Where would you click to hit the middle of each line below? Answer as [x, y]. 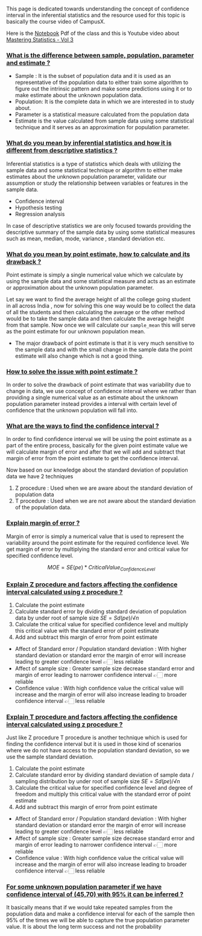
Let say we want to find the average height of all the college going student [99, 299]
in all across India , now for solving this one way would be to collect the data [101, 306]
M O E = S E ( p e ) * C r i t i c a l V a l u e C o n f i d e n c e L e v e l [101, 568]
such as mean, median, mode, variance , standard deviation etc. [86, 239]
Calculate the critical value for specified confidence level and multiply [102, 624]
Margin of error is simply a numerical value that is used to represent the [95, 536]
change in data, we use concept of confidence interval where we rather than [101, 391]
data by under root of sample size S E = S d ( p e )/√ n [77, 618]
